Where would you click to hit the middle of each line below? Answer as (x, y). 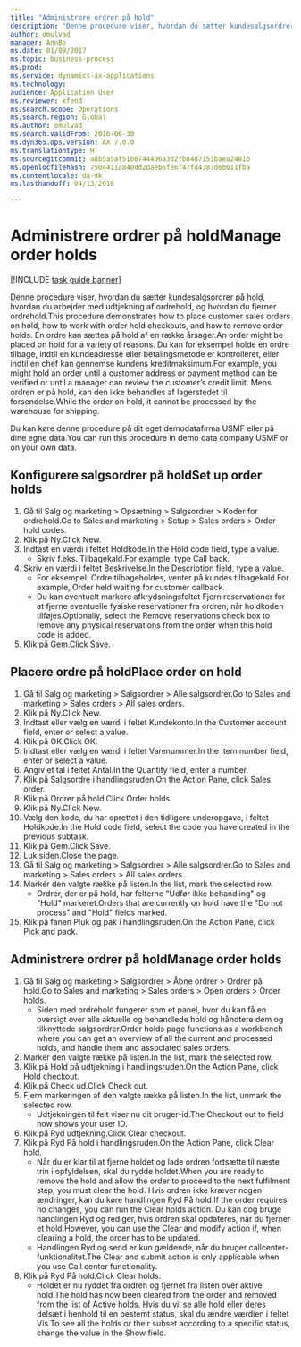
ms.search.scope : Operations (64, 109)
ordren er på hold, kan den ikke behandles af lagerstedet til (119, 392)
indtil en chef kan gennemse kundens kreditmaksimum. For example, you (144, 364)
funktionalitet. (62, 1257)
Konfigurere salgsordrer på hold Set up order (136, 475)
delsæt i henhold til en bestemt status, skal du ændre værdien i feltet (163, 1313)
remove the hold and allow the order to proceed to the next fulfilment (163, 1181)
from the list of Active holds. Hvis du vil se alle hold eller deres (151, 1304)
